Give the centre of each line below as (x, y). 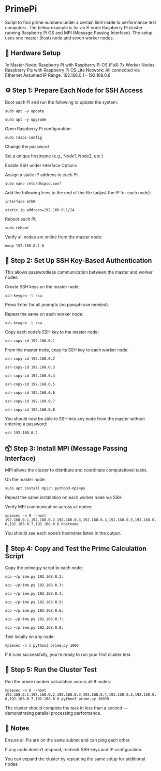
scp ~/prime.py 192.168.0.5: (34, 602)
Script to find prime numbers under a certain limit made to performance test (80, 22)
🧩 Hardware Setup (33, 53)
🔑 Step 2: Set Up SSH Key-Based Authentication (79, 260)
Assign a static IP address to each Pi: (42, 175)
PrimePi (21, 9)
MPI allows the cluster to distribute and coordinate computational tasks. (76, 470)
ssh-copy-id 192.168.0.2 (30, 359)
